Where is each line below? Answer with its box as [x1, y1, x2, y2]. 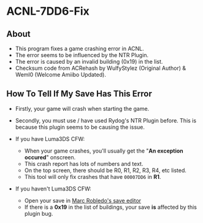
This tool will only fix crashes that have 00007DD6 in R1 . [24, 173, 161, 180]
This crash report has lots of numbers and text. [24, 160, 144, 167]
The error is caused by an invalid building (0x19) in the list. [15, 58, 163, 65]
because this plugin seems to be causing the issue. [15, 123, 145, 130]
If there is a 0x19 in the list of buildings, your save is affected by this [24, 203, 197, 211]
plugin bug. [24, 210, 53, 217]
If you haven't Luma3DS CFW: [15, 185, 92, 192]
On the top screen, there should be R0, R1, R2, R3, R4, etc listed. [24, 167, 187, 174]
